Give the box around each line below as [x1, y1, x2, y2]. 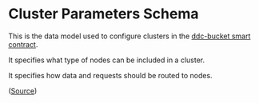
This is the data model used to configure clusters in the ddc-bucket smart [8, 31, 251, 41]
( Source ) [8, 85, 38, 96]
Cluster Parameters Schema [8, 5, 199, 23]
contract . [8, 39, 38, 49]
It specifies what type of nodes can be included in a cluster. [8, 55, 205, 65]
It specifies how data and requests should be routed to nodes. [8, 70, 213, 80]
